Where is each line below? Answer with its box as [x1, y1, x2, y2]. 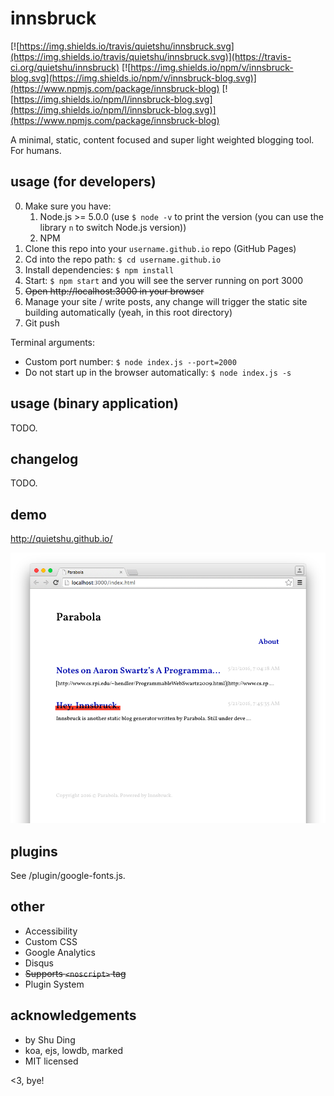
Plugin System [24, 978, 85, 990]
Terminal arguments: [10, 336, 96, 348]
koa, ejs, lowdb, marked [24, 1044, 124, 1056]
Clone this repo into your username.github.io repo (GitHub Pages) [24, 242, 297, 254]
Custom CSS [24, 935, 78, 947]
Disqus [24, 957, 54, 969]
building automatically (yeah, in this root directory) [24, 306, 233, 318]
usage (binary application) [10, 395, 179, 412]
